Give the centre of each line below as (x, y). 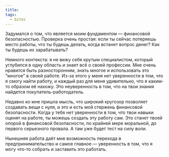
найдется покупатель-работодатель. (45, 92)
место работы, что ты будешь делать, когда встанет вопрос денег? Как (82, 45)
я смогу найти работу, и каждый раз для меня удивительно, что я (76, 81)
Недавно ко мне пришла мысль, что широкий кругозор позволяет (76, 102)
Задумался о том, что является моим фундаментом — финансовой (78, 34)
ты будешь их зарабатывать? (37, 50)
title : (12, 10)
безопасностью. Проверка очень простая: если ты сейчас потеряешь (81, 39)
